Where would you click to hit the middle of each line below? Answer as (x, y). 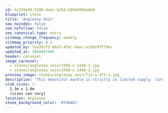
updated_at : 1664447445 (30, 51)
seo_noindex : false (25, 24)
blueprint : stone (23, 14)
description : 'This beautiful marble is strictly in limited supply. (79, 79)
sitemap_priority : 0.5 (29, 42)
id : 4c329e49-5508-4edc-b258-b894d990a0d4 (50, 10)
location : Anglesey (25, 98)
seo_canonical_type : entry (33, 33)
